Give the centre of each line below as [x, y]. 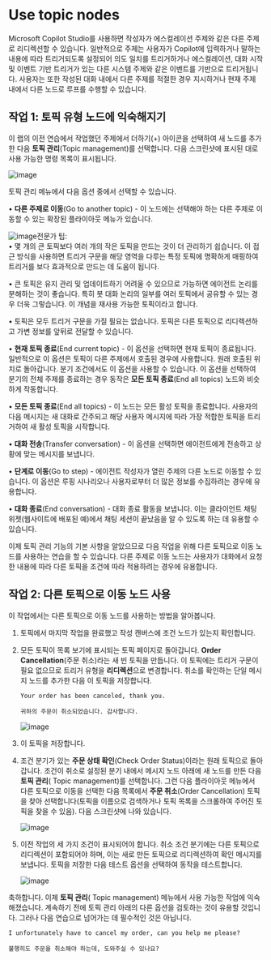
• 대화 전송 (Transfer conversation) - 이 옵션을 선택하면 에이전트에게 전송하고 [131, 444]
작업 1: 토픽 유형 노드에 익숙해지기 [87, 117]
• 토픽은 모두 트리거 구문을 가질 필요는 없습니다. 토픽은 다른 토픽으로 [116, 321]
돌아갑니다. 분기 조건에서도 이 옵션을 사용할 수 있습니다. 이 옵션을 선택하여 [140, 369]
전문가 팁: [52, 236]
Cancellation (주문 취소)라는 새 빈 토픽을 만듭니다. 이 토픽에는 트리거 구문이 [139, 660]
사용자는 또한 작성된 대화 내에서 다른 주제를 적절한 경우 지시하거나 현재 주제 [138, 79]
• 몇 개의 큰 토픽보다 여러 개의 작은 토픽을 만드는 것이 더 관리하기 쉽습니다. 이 [130, 246]
